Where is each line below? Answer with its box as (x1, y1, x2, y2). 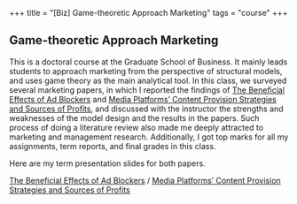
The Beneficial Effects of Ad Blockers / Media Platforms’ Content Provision (9, 175, 281, 185)
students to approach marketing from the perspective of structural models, (9, 65, 283, 76)
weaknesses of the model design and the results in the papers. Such (9, 112, 260, 123)
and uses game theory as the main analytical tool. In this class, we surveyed (9, 75, 287, 86)
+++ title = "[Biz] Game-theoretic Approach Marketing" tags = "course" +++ (9, 8, 288, 18)
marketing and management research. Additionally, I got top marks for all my (9, 132, 289, 142)
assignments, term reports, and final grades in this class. (9, 140, 216, 151)
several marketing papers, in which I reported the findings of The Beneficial (9, 84, 285, 95)
